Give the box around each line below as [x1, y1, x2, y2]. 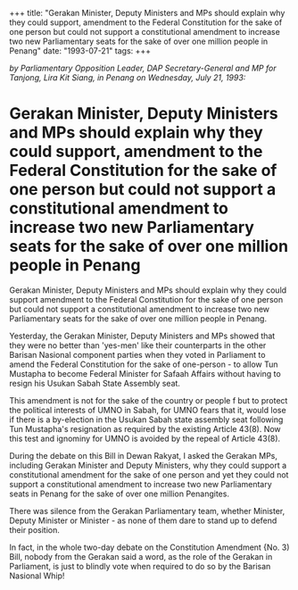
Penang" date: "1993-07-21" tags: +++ [9, 46, 152, 56]
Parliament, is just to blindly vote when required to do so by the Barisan [9, 561, 271, 571]
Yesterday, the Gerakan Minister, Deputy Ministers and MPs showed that [9, 330, 276, 341]
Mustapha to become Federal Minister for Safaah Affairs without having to [9, 368, 281, 378]
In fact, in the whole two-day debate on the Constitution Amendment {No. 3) [9, 542, 290, 553]
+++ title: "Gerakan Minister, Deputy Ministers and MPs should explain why [9, 8, 286, 18]
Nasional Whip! [9, 570, 65, 581]
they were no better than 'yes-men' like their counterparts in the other [9, 339, 267, 351]
